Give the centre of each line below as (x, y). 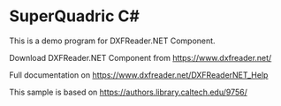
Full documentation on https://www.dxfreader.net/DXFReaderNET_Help (139, 75)
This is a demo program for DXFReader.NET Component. (112, 41)
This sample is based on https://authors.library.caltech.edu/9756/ (128, 92)
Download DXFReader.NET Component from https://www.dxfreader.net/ (140, 57)
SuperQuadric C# (74, 16)
